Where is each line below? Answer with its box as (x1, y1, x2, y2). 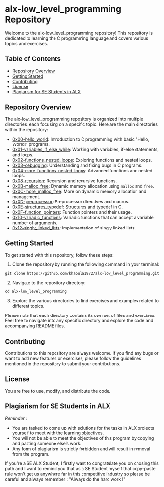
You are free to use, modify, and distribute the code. (5, 388, 111, 394)
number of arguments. (12, 220, 58, 226)
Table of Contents (5, 55, 61, 63)
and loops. (12, 151, 34, 158)
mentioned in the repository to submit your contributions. (5, 361, 121, 367)
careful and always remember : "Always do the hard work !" (5, 476, 126, 482)
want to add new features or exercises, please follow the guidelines (5, 355, 141, 362)
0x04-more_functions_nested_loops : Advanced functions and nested (12, 167, 153, 173)
